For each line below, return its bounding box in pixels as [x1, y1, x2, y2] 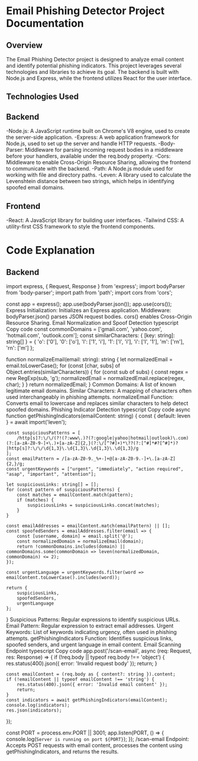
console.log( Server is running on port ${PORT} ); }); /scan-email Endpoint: [6, 736, 189, 743]
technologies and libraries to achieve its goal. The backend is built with [6, 68, 179, 75]
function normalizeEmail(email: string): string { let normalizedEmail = [6, 356, 173, 363]
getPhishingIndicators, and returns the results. [6, 748, 119, 755]
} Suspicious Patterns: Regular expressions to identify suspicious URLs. [6, 616, 180, 623]
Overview [6, 40, 43, 50]
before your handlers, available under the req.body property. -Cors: [6, 152, 171, 160]
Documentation [6, 17, 85, 30]
